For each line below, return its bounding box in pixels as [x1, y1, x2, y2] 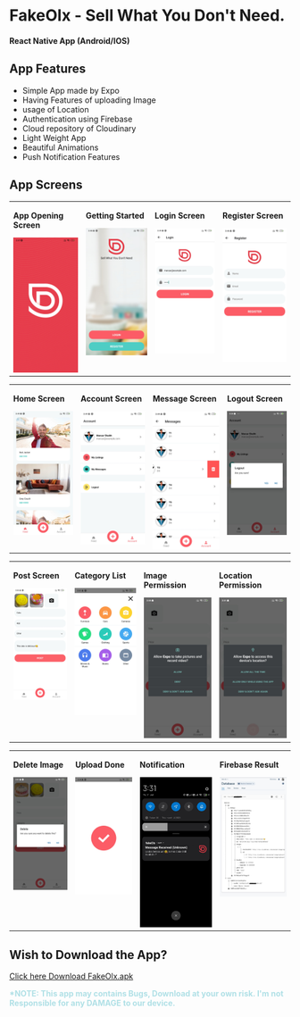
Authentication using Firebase [21, 113, 133, 124]
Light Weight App [21, 132, 87, 143]
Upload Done [75, 759, 125, 770]
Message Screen [152, 393, 217, 404]
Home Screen [12, 393, 65, 404]
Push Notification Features [21, 151, 121, 162]
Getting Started [85, 211, 145, 221]
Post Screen [12, 571, 60, 581]
